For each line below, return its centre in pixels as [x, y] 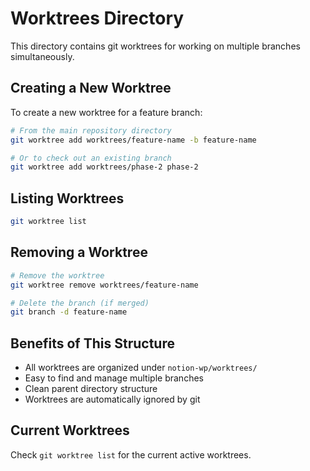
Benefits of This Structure [92, 343]
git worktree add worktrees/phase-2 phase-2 [104, 167]
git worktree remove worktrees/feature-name [104, 285]
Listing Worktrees [67, 198]
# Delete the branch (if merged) [80, 303]
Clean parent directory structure [91, 389]
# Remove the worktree [57, 275]
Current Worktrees [70, 430]
